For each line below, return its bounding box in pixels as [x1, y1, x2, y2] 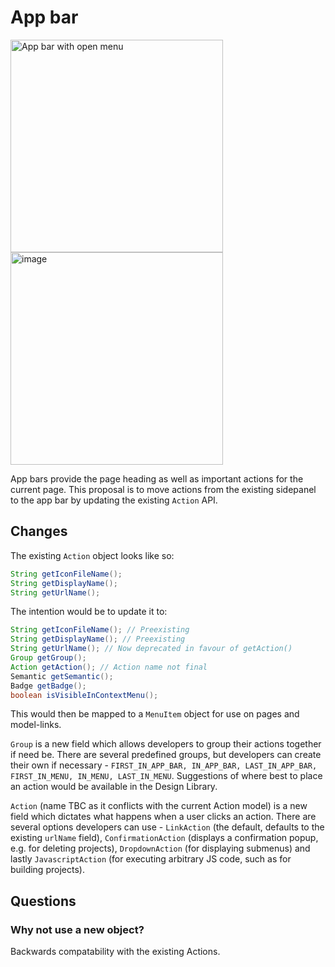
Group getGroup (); [10, 653, 87, 663]
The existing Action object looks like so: [10, 549, 175, 561]
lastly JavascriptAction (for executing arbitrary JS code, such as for [10, 853, 292, 865]
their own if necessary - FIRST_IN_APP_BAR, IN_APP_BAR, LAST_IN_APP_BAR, [10, 759, 318, 771]
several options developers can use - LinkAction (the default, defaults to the [10, 821, 325, 833]
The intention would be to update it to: [10, 606, 168, 618]
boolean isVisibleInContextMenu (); [10, 690, 159, 700]
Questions [10, 892, 77, 910]
